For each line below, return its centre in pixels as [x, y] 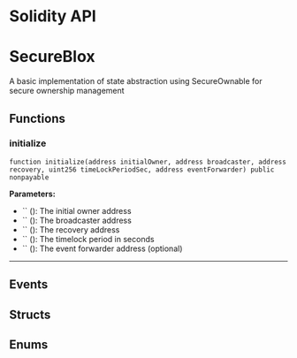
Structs [30, 314]
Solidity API [53, 16]
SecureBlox [52, 57]
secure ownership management [67, 91]
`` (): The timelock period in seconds [88, 239]
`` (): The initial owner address [76, 210]
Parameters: [32, 194]
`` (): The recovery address [71, 229]
